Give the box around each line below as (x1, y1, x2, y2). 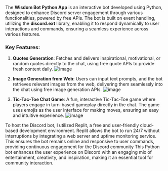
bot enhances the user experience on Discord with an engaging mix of (5, 149, 152, 155)
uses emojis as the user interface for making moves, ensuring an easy (12, 107, 159, 113)
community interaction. (5, 160, 54, 166)
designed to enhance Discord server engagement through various (5, 10, 143, 16)
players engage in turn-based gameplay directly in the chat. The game (12, 102, 160, 108)
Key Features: (5, 44, 40, 51)
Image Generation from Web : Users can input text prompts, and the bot (12, 76, 163, 82)
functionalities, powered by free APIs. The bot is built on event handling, (5, 15, 156, 21)
